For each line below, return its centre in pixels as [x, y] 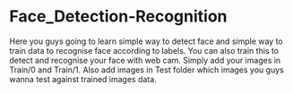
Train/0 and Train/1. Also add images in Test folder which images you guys [146, 70]
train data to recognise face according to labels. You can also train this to [144, 50]
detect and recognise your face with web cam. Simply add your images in [145, 60]
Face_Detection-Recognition [118, 17]
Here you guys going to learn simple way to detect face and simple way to [146, 41]
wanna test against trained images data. [83, 79]
